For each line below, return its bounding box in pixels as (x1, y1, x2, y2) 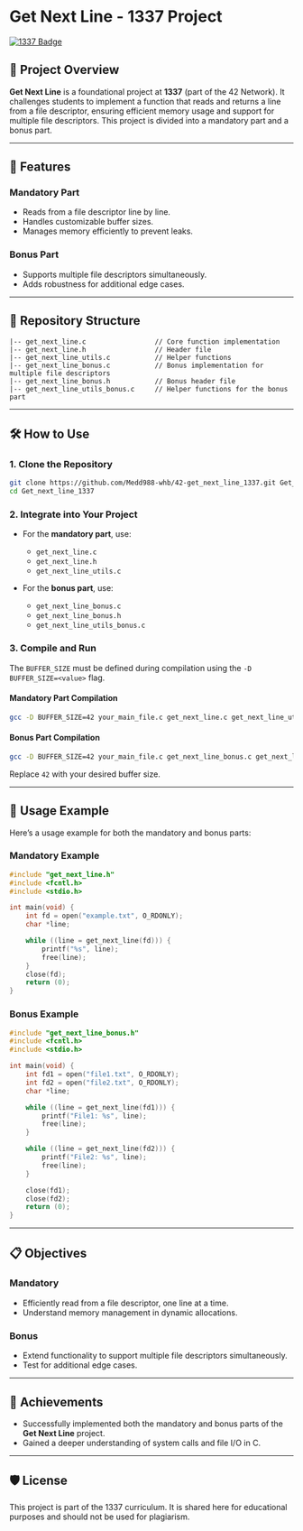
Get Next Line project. (22, 1427, 106, 1438)
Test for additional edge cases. (22, 1360, 138, 1370)
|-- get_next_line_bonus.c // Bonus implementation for (9, 361, 264, 370)
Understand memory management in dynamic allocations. (22, 1306, 238, 1318)
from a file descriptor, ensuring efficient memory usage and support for (9, 106, 275, 116)
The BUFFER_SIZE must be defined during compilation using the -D (9, 662, 252, 673)
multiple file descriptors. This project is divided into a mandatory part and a (9, 115, 289, 125)
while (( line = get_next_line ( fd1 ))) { (25, 1102, 176, 1111)
